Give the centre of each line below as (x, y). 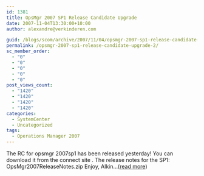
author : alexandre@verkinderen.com (51, 29)
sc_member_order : (28, 51)
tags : (13, 131)
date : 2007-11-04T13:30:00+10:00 (49, 23)
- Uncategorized (32, 125)
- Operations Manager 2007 (46, 136)
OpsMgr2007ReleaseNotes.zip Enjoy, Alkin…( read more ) (77, 166)
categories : (21, 113)
